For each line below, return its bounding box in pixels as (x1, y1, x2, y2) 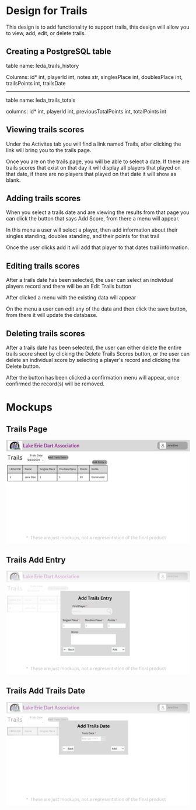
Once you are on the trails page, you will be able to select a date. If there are (6, 158, 190, 165)
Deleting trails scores (6, 329, 86, 339)
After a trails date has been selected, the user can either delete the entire (6, 344, 182, 351)
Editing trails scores (6, 261, 80, 271)
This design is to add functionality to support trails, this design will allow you (6, 23, 190, 30)
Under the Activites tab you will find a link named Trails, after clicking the (6, 140, 181, 147)
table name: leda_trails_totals (6, 96, 76, 104)
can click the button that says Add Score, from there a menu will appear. (6, 215, 180, 222)
